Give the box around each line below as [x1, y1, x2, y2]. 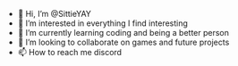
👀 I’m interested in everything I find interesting [17, 18, 188, 29]
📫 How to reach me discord [17, 47, 123, 57]
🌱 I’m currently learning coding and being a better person [17, 28, 230, 37]
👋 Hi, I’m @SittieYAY [17, 9, 92, 19]
